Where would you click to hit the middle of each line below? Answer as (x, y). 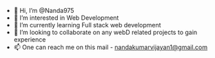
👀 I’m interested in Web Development (66, 18)
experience (30, 40)
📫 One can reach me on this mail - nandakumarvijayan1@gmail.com (111, 47)
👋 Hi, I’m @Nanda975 (44, 11)
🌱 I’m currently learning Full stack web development (87, 25)
